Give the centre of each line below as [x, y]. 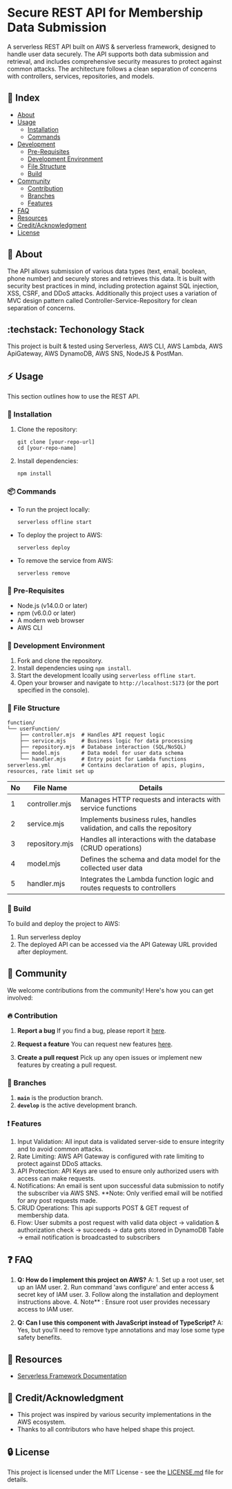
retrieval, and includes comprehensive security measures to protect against [115, 61]
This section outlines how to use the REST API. [74, 397]
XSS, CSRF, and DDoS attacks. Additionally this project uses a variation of [112, 293]
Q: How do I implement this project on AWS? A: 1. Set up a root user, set [120, 1280]
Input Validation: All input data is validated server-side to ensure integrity [120, 1141]
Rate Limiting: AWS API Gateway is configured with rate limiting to [111, 1156]
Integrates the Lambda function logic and [147, 879]
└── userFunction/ [33, 729]
